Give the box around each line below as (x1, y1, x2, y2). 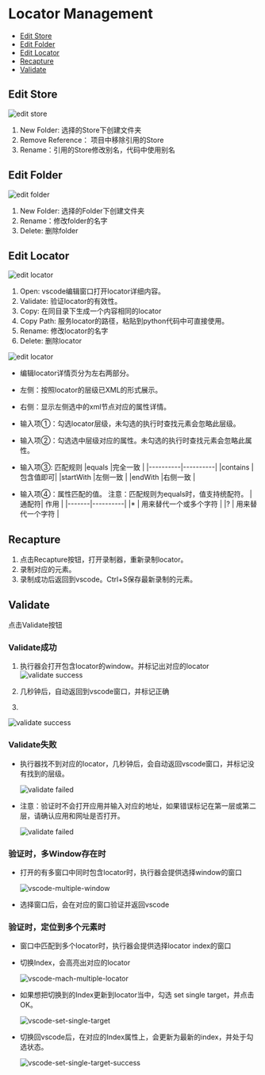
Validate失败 (8, 739, 57, 751)
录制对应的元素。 (19, 565, 76, 574)
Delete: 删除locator (19, 336, 83, 346)
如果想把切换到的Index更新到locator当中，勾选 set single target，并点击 (19, 990, 255, 1000)
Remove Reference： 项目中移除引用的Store (19, 135, 164, 144)
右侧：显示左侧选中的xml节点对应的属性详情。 (19, 402, 171, 412)
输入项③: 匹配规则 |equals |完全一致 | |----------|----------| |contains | (19, 463, 254, 472)
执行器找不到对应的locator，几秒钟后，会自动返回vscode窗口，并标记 (19, 758, 248, 768)
